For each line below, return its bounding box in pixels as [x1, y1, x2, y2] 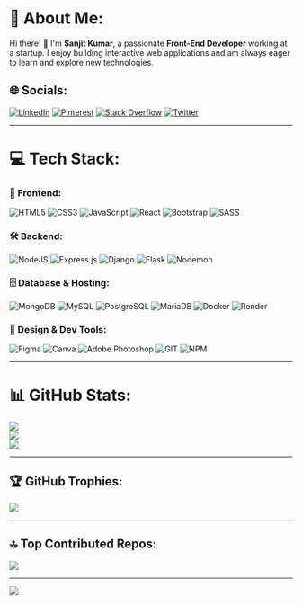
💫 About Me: [9, 8, 104, 29]
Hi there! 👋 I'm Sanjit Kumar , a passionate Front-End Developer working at [9, 38, 288, 49]
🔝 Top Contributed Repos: [9, 537, 157, 552]
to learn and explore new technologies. [9, 57, 155, 67]
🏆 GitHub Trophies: [9, 474, 123, 489]
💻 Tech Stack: [9, 148, 120, 169]
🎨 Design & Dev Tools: [9, 323, 107, 335]
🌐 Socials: [9, 83, 68, 98]
